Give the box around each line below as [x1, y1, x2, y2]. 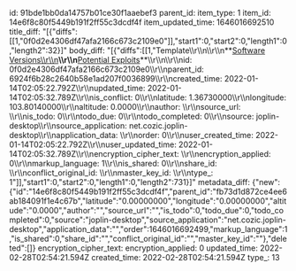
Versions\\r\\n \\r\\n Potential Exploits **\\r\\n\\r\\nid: [9, 55, 193, 65]
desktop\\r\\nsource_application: [9, 120, 127, 131]
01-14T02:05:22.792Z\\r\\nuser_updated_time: [9, 139, 177, 150]
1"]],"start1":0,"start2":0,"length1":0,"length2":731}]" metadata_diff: [9, 177, 250, 187]
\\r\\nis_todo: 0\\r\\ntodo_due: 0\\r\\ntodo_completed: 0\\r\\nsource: [9, 111, 254, 121]
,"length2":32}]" [9, 45, 68, 56]
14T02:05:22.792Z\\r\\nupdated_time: [9, 83, 146, 93]
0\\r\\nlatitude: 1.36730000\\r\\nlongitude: [134, 92, 287, 103]
